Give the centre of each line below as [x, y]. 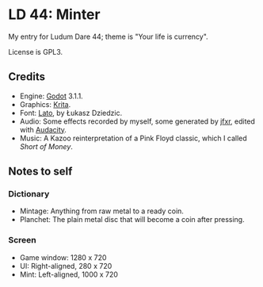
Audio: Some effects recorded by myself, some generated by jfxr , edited [137, 121]
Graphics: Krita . [45, 104]
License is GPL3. [36, 52]
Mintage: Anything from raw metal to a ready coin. [102, 211]
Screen [23, 240]
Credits [27, 77]
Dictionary [29, 194]
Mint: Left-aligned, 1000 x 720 [69, 274]
